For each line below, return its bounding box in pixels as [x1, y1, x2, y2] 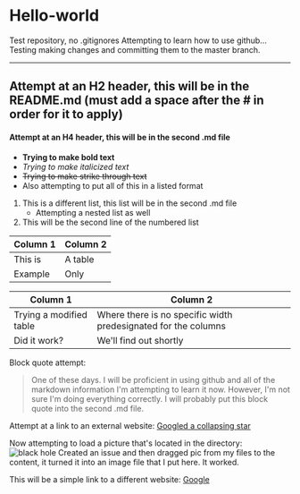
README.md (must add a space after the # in [9, 93, 265, 108]
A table [64, 252, 95, 265]
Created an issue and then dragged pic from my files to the [57, 447, 276, 457]
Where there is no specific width [96, 308, 233, 320]
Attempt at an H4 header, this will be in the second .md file [9, 132, 230, 142]
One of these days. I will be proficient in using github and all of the [30, 374, 276, 385]
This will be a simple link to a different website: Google [9, 473, 210, 484]
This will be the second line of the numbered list [21, 217, 199, 227]
